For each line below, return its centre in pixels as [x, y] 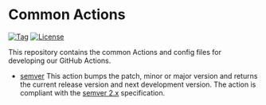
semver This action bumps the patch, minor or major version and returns [139, 76]
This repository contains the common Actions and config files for [115, 52]
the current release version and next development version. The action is [138, 84]
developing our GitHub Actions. [60, 60]
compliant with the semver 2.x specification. [92, 92]
